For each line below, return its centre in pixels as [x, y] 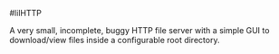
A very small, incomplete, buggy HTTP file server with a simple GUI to [139, 30]
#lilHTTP [26, 13]
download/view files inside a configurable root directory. [115, 40]
